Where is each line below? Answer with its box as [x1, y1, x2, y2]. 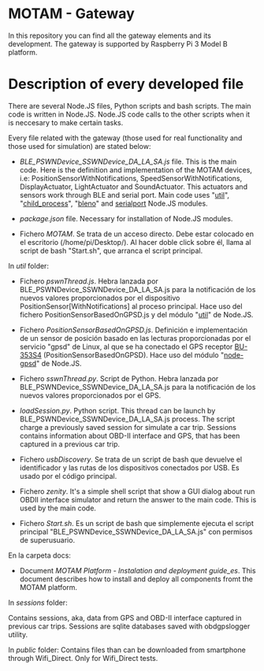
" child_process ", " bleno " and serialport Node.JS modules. [19, 198, 208, 208]
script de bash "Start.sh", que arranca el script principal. [19, 246, 203, 255]
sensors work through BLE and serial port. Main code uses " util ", [19, 190, 230, 199]
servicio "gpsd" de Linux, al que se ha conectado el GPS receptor [19, 342, 233, 351]
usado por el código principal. [19, 471, 117, 480]
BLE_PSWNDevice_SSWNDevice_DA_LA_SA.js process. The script [19, 414, 235, 424]
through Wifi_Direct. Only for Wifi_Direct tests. [8, 653, 158, 662]
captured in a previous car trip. [19, 439, 121, 449]
